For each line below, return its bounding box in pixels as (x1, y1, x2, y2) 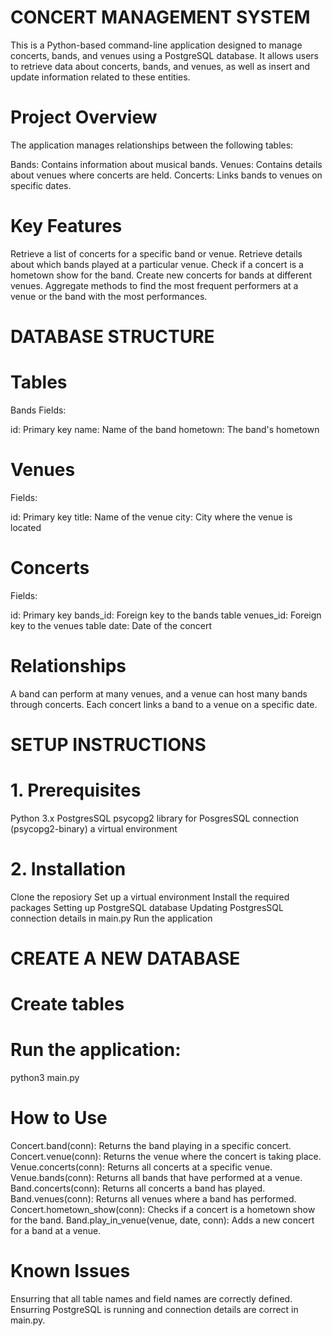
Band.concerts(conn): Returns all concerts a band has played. (10, 1182, 266, 1195)
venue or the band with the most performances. (10, 290, 208, 302)
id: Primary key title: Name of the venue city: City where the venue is (10, 511, 293, 523)
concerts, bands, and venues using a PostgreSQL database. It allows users (10, 49, 319, 61)
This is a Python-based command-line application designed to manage (10, 39, 303, 51)
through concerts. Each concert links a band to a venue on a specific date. (10, 698, 318, 710)
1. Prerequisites (10, 779, 142, 802)
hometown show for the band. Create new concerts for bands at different (10, 269, 312, 281)
